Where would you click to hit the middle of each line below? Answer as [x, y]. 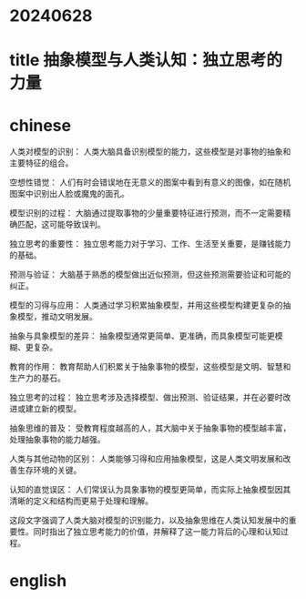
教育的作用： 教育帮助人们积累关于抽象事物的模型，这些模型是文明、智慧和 [150, 367]
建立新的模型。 [53, 409]
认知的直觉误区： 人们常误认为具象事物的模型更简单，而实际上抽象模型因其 [150, 490]
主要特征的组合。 [41, 163]
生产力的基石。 [37, 378]
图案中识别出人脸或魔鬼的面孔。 [69, 194]
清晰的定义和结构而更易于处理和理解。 [81, 501]
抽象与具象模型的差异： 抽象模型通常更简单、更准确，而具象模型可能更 [142, 336]
